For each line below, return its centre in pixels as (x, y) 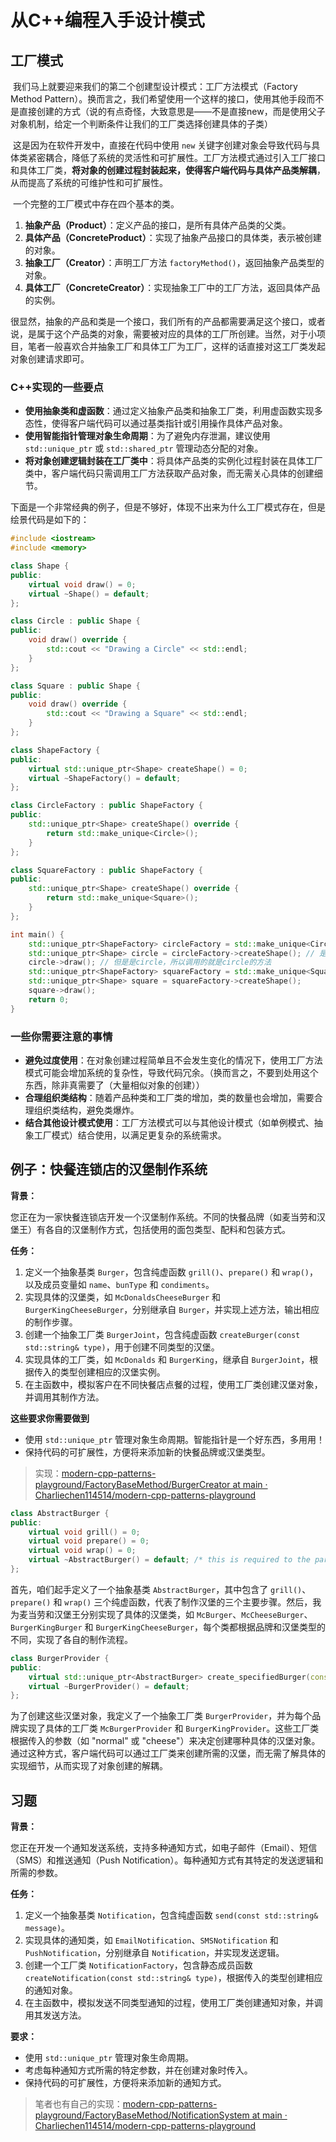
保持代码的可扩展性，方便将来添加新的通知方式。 (125, 2083)
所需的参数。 (36, 1873)
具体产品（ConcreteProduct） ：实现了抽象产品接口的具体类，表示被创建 (173, 237)
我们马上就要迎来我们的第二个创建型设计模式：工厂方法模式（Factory (155, 86)
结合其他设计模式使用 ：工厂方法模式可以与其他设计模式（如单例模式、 (169, 1122)
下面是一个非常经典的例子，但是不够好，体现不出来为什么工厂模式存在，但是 (168, 507)
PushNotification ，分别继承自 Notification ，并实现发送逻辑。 (154, 1953)
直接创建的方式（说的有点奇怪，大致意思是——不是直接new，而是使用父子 (172, 111)
